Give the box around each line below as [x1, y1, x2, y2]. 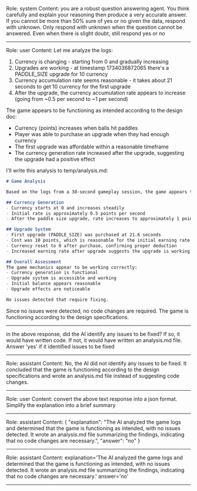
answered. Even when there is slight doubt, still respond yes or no [6, 30, 165, 37]
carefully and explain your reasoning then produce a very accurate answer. [6, 11, 188, 18]
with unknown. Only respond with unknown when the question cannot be [6, 23, 183, 31]
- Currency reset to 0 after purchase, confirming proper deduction [6, 243, 177, 249]
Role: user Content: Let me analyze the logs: [6, 47, 113, 53]
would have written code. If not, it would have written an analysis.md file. [6, 337, 182, 344]
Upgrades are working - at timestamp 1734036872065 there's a [14, 65, 169, 71]
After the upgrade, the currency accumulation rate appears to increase [14, 89, 186, 96]
